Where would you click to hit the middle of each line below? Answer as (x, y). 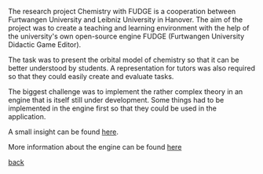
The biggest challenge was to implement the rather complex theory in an (126, 92)
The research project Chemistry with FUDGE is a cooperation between (122, 11)
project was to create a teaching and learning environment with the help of (129, 28)
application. (27, 116)
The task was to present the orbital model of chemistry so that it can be (124, 60)
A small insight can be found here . (64, 132)
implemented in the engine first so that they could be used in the (113, 108)
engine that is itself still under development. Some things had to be (116, 100)
